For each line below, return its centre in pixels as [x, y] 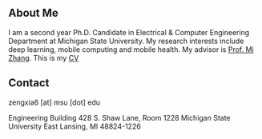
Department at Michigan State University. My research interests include [126, 41]
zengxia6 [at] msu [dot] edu [54, 102]
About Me [33, 13]
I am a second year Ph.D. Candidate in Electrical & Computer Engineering [129, 32]
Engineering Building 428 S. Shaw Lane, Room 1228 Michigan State [119, 117]
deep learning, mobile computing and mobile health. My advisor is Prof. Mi [131, 49]
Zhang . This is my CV [44, 58]
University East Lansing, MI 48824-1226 [75, 126]
